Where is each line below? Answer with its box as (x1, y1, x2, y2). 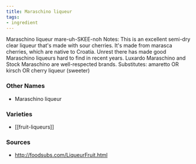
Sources (6, 138, 31, 146)
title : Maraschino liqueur (6, 8, 72, 15)
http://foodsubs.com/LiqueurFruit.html (14, 152, 108, 159)
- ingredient (6, 19, 38, 25)
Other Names (6, 82, 45, 90)
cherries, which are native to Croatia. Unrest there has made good (6, 48, 167, 55)
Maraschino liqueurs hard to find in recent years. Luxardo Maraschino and (6, 54, 186, 62)
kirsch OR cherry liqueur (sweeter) (6, 67, 90, 74)
